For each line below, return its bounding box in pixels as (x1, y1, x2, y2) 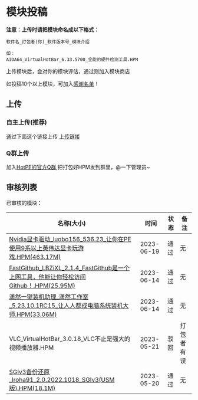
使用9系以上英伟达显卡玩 (9, 244, 78, 252)
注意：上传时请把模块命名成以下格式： (6, 26, 99, 33)
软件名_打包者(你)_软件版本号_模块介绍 (6, 39, 90, 45)
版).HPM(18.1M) (9, 384, 56, 392)
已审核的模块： (6, 199, 42, 206)
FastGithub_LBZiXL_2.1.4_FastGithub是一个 (9, 264, 130, 272)
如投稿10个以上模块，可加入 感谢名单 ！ (6, 80, 100, 87)
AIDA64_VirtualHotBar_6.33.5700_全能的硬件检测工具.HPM (6, 57, 138, 63)
